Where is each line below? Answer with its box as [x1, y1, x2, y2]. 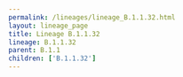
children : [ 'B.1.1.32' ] [8, 54, 97, 63]
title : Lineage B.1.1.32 [8, 29, 100, 38]
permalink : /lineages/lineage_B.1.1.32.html [8, 12, 176, 22]
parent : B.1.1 [8, 46, 61, 55]
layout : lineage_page [8, 21, 89, 30]
